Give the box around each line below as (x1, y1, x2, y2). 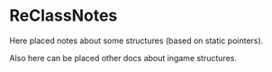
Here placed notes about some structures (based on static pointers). (9, 35, 264, 46)
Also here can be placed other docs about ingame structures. (9, 52, 237, 63)
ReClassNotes (9, 5, 118, 26)
